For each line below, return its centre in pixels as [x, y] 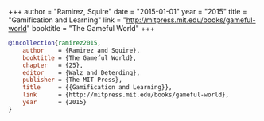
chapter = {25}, [53, 65]
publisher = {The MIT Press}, [73, 80]
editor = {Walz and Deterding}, [82, 72]
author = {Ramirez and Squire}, [82, 50]
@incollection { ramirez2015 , [55, 43]
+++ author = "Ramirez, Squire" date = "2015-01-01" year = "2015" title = [128, 12]
